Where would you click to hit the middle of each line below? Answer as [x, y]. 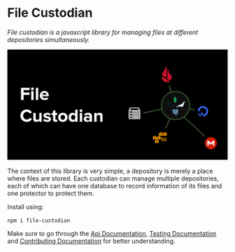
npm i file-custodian [39, 220]
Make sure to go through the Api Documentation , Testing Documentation [112, 233]
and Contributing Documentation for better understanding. [92, 241]
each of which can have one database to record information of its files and [115, 185]
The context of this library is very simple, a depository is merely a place [110, 171]
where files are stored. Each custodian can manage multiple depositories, [113, 178]
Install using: [26, 206]
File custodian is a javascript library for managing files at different [103, 32]
